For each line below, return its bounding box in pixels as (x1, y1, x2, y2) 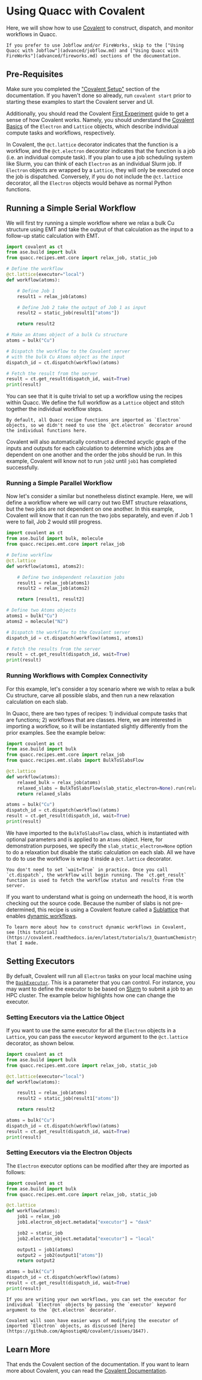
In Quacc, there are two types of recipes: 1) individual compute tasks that (6, 709, 188, 717)
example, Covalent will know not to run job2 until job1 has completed (6, 458, 177, 465)
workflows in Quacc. (6, 30, 57, 37)
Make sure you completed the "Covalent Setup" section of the (6, 85, 161, 92)
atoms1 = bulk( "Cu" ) (6, 613, 58, 619)
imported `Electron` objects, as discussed (6, 1323, 117, 1329)
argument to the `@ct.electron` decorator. (6, 1307, 117, 1313)
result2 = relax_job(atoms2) (17, 586, 90, 592)
